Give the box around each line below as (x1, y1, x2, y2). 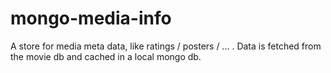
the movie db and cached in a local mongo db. (10, 50, 202, 62)
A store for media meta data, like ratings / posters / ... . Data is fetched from (10, 40, 322, 52)
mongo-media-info (10, 7, 172, 30)
